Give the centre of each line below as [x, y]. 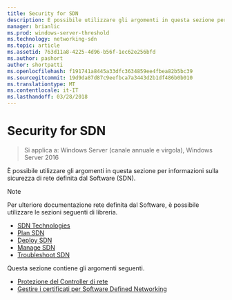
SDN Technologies [43, 226]
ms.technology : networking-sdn [52, 39]
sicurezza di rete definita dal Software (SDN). [71, 178]
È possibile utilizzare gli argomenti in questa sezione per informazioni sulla [113, 170]
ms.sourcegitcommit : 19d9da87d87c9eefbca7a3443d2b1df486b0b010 [100, 78]
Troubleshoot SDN [43, 254]
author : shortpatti [35, 65]
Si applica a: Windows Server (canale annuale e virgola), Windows [118, 150]
